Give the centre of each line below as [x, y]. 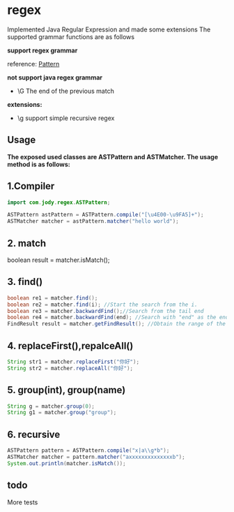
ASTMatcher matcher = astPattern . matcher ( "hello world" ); [93, 221]
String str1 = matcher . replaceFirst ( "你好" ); [73, 362]
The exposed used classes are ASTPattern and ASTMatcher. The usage [113, 156]
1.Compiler [31, 186]
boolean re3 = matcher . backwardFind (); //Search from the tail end [106, 311]
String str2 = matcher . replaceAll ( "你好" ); [70, 368]
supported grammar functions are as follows [71, 36]
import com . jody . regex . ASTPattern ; [59, 202]
